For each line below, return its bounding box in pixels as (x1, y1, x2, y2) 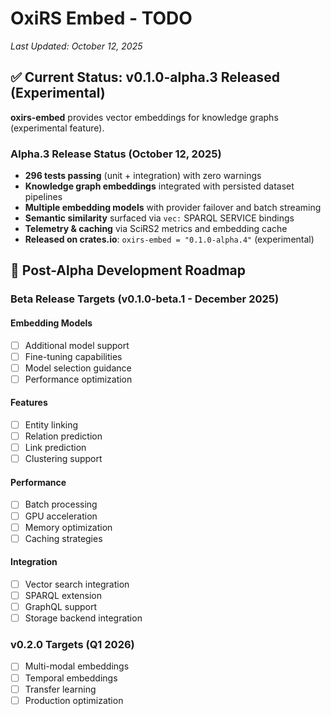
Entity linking (24, 419, 79, 431)
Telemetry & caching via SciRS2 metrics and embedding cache (24, 223, 288, 235)
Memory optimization (24, 521, 113, 533)
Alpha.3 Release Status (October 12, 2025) (10, 147, 222, 161)
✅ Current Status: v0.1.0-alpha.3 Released (10, 69, 280, 86)
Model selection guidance (24, 362, 132, 374)
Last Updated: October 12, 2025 (10, 40, 143, 52)
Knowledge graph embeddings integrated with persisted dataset (24, 180, 295, 192)
